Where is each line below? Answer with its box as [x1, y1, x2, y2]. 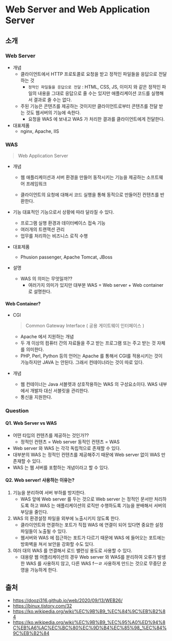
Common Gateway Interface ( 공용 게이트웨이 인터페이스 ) [25, 323, 145, 329]
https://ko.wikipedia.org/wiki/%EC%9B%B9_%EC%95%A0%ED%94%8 [12, 619, 166, 625]
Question [5, 407, 29, 414]
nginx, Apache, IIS [20, 128, 59, 134]
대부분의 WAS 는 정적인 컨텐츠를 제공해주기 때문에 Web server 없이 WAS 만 [12, 452, 166, 458]
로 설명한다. [28, 288, 52, 294]
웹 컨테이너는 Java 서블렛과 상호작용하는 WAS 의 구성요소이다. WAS [20, 381, 158, 387]
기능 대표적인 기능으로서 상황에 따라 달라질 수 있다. [12, 209, 114, 215]
